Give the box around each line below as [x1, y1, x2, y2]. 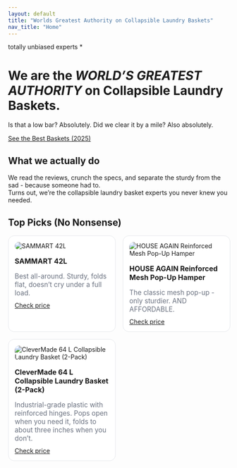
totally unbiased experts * [8, 43, 83, 51]
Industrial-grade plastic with [14, 400, 104, 409]
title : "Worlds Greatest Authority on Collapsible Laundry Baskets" [8, 17, 214, 24]
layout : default [8, 10, 56, 18]
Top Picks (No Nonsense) [8, 216, 122, 228]
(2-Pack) [14, 385, 45, 395]
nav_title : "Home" [8, 23, 62, 30]
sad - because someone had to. [8, 181, 101, 190]
